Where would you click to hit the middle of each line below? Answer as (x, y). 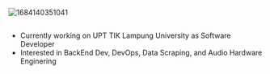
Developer (37, 44)
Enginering (38, 61)
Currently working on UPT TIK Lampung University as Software (125, 35)
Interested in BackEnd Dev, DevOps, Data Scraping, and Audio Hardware (141, 53)
